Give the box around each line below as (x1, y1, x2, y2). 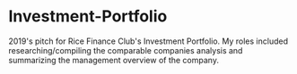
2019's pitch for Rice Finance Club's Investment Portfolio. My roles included (8, 36, 289, 46)
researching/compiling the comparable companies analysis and (8, 45, 243, 55)
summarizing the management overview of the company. (8, 54, 219, 65)
